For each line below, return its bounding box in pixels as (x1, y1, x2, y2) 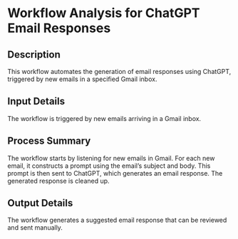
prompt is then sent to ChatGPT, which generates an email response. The (7, 169, 223, 177)
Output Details (7, 197, 73, 209)
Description (7, 48, 61, 60)
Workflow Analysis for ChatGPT (7, 5, 201, 21)
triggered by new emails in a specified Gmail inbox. (7, 75, 157, 83)
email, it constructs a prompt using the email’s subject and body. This (7, 161, 211, 170)
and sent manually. (7, 223, 63, 232)
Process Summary (7, 135, 91, 147)
